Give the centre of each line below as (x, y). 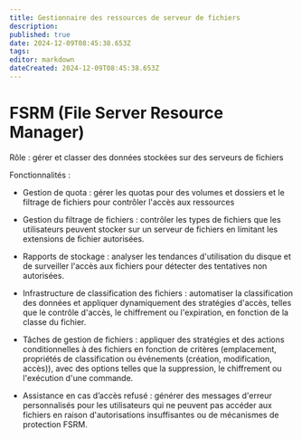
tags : (19, 52)
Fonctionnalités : (40, 175)
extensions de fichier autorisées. (83, 239)
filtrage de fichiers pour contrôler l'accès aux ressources (128, 202)
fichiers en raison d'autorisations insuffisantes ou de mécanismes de (151, 415)
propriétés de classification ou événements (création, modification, (147, 358)
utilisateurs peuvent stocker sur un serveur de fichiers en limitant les (150, 229)
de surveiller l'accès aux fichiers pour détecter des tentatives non (145, 266)
